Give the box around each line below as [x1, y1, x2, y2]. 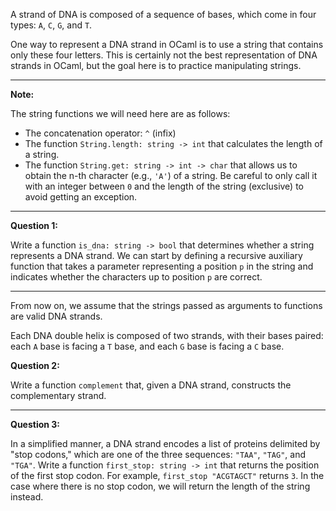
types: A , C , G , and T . [10, 19, 93, 31]
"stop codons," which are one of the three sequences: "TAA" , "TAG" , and [10, 449, 306, 460]
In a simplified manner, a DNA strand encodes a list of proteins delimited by [10, 438, 321, 449]
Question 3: [10, 419, 61, 430]
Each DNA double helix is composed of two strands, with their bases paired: [10, 330, 324, 341]
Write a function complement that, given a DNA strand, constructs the [10, 379, 292, 391]
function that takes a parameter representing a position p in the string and [10, 260, 314, 272]
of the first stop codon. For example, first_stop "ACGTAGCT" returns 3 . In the [10, 470, 325, 481]
